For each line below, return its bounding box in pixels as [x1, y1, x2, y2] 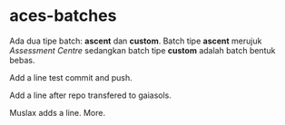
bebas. [9, 54, 35, 65]
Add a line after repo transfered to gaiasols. [9, 90, 172, 101]
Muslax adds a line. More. [9, 107, 106, 118]
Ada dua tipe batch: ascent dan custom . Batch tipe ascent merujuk [9, 35, 262, 46]
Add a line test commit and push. [9, 72, 133, 82]
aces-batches [9, 5, 117, 26]
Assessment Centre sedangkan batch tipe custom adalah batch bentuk [9, 44, 276, 55]
